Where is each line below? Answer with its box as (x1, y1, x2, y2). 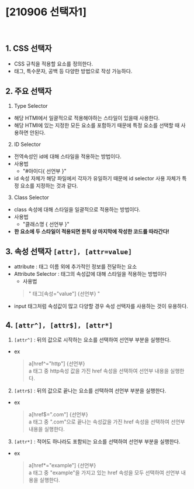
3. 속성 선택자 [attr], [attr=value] (5, 247, 132, 257)
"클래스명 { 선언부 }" (22, 220, 70, 227)
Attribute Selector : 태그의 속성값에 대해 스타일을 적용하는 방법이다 (13, 271, 167, 278)
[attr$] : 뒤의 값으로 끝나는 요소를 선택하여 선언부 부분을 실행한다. (13, 387, 167, 394)
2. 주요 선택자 (5, 86, 52, 97)
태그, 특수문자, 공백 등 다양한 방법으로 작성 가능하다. (13, 67, 133, 74)
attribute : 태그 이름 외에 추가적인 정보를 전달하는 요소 (13, 263, 137, 270)
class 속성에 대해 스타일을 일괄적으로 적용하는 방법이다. (13, 206, 141, 213)
